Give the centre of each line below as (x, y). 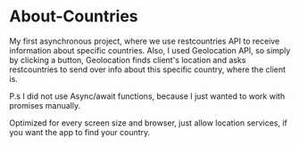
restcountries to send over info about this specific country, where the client (148, 69)
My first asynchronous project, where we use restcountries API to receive (145, 41)
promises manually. (45, 105)
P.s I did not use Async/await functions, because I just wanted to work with (147, 96)
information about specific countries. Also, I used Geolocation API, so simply (150, 50)
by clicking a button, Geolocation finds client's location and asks (128, 60)
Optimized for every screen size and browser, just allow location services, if (149, 123)
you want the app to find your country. (80, 132)
